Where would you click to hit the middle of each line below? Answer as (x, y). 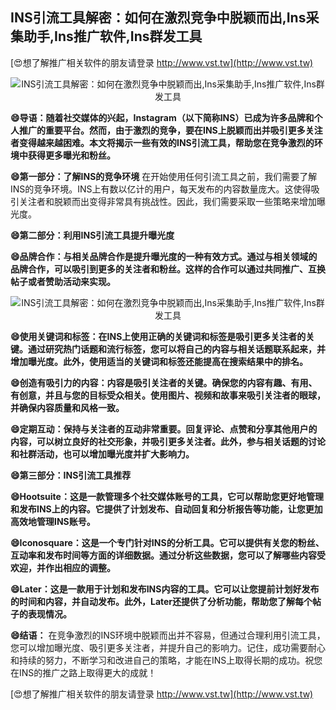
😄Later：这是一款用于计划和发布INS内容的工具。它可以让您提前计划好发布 (165, 589)
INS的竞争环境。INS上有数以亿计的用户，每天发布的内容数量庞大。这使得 (161, 189)
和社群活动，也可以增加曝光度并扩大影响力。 (102, 454)
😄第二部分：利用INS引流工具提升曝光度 (92, 235)
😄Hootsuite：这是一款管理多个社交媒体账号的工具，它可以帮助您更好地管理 (167, 496)
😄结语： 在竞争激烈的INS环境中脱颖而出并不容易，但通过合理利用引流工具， (168, 635)
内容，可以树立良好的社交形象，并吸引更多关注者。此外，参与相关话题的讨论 (168, 441)
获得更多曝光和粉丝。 (71, 155)
